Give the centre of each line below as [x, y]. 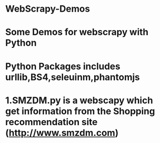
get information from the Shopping [80, 111]
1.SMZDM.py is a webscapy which [79, 100]
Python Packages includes [63, 66]
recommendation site [51, 122]
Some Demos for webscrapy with [77, 32]
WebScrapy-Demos [48, 9]
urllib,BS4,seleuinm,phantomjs [73, 77]
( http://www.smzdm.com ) [62, 133]
